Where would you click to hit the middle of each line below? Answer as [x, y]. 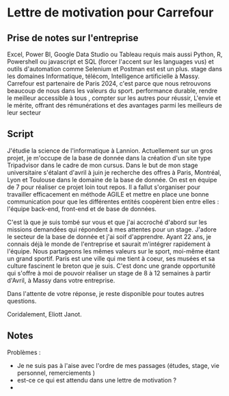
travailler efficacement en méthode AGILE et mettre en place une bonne [108, 194]
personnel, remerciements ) [56, 373]
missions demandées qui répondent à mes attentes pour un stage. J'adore [112, 229]
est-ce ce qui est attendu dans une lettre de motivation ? [96, 380]
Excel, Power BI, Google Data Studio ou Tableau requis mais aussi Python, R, [115, 54]
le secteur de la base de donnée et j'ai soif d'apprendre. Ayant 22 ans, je [109, 236]
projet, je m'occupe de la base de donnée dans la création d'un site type [109, 158]
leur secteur [24, 112]
